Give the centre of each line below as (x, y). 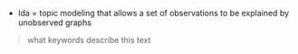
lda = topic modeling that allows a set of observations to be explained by (154, 13)
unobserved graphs (55, 22)
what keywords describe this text (89, 40)
